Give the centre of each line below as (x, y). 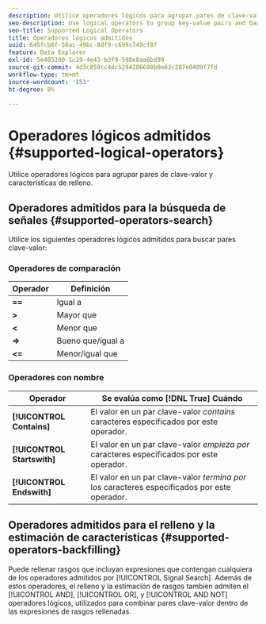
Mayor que (77, 315)
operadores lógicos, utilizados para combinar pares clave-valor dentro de (128, 603)
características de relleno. (51, 183)
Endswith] (32, 491)
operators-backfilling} (65, 550)
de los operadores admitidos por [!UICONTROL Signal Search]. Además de (130, 577)
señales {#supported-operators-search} (111, 220)
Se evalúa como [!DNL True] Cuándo (172, 398)
